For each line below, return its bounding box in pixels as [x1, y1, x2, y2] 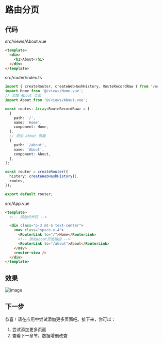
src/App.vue [5, 200, 30, 206]
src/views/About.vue [5, 38, 47, 44]
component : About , [14, 152, 51, 156]
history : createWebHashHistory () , [9, 174, 79, 179]
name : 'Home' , [14, 120, 42, 125]
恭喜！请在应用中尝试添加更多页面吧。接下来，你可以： [5, 316, 115, 322]
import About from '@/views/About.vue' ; [5, 98, 88, 103]
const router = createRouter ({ [5, 170, 68, 174]
